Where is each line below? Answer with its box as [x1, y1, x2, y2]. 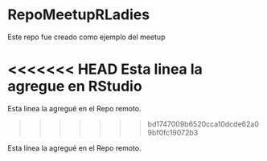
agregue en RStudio [7, 78, 142, 95]
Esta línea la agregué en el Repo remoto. [7, 143, 142, 153]
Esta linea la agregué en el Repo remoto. [7, 103, 142, 113]
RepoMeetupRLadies [7, 6, 150, 24]
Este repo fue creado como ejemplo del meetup [7, 32, 166, 42]
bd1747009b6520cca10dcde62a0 [147, 119, 259, 129]
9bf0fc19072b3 [147, 127, 199, 137]
